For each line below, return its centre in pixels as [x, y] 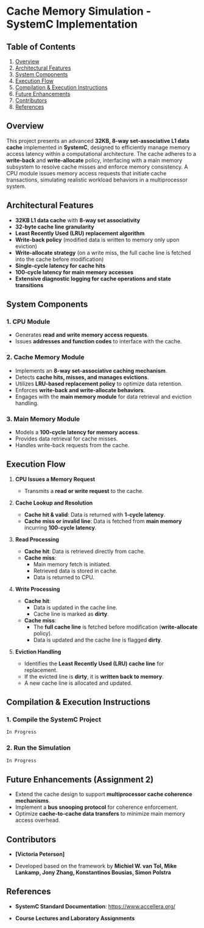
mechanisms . [33, 801]
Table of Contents [41, 47]
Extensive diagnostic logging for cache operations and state [93, 279]
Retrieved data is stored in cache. [75, 571]
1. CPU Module [28, 321]
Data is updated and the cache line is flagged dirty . [98, 640]
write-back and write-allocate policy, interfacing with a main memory [94, 160]
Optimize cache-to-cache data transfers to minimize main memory [100, 814]
